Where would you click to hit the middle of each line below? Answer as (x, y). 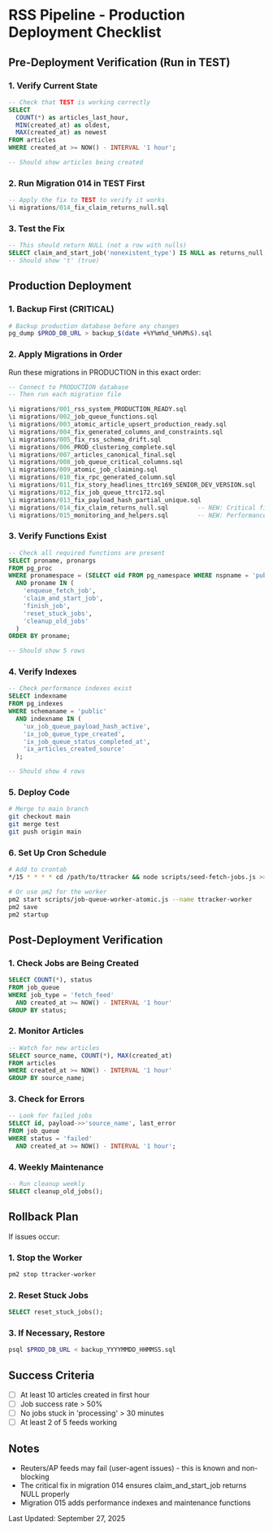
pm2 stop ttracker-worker (52, 1274)
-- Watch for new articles (54, 1048)
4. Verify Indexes (43, 671)
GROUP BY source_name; (47, 1078)
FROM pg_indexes (36, 704)
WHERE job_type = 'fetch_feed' (61, 995)
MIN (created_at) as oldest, (63, 125)
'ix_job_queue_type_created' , (74, 734)
